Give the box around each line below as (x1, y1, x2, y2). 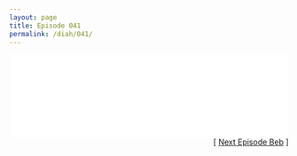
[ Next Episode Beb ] (213, 136, 289, 147)
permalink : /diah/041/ (9, 29, 93, 38)
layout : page (9, 12, 58, 22)
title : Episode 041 (9, 21, 82, 30)
